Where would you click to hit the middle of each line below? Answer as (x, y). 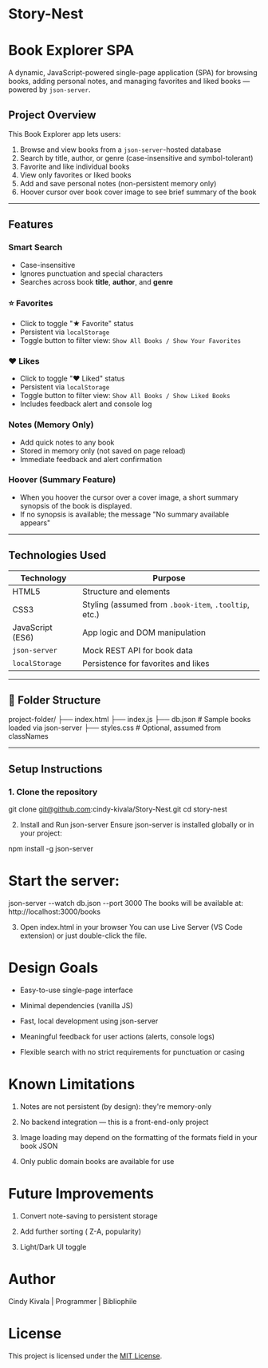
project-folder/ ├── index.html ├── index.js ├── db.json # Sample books (130, 720)
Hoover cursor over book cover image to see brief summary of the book (138, 192)
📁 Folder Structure (55, 700)
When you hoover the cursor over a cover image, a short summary (129, 497)
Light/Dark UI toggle (53, 1246)
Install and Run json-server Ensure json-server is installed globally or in (137, 825)
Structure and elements (126, 591)
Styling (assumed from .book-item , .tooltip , (166, 604)
